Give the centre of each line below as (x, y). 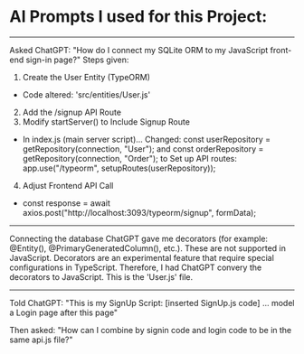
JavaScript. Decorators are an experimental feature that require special (142, 257)
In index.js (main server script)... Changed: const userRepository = (147, 139)
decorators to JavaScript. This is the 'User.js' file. (101, 276)
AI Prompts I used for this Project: (138, 17)
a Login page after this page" (64, 312)
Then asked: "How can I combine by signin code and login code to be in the (151, 330)
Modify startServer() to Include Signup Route (106, 121)
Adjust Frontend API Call (68, 185)
